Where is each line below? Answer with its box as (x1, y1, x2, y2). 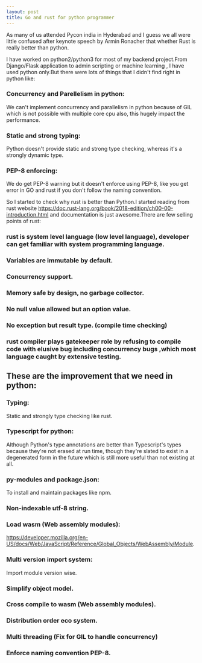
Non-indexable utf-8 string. (6, 504, 89, 513)
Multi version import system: (6, 556, 93, 564)
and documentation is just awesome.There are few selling (49, 211, 193, 218)
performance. (6, 116, 40, 124)
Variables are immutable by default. (6, 256, 113, 265)
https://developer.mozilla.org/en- (6, 534, 89, 541)
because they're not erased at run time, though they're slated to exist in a (6, 447, 189, 454)
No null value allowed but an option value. (6, 305, 131, 313)
